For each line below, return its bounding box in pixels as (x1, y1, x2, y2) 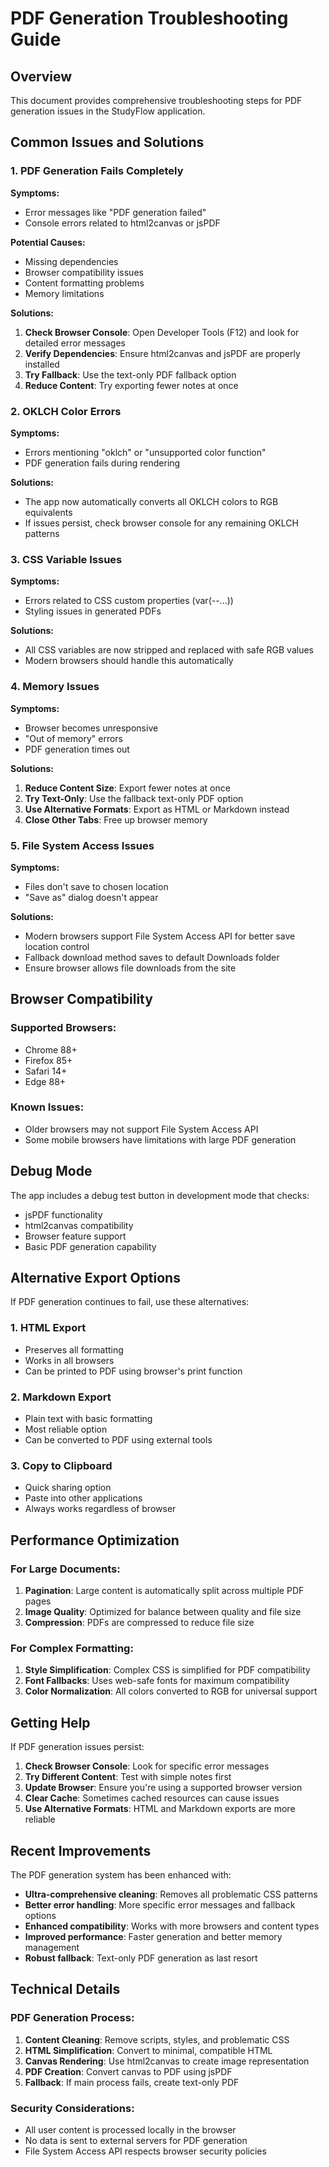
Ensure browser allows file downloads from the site (24, 962, 237, 974)
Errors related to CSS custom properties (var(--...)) (24, 595, 234, 607)
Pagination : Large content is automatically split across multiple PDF (24, 1585, 305, 1597)
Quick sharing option (24, 1482, 112, 1494)
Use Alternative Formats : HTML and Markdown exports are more (24, 1803, 296, 1815)
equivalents (24, 506, 73, 518)
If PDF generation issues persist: (10, 1741, 145, 1753)
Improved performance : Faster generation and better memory (24, 1930, 283, 1942)
